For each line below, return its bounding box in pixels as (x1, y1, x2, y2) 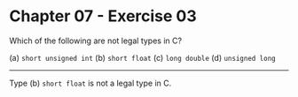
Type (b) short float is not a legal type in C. (9, 78, 172, 88)
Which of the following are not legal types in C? (9, 35, 183, 46)
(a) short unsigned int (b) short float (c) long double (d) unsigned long (9, 52, 277, 63)
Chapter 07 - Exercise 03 (9, 6, 197, 26)
